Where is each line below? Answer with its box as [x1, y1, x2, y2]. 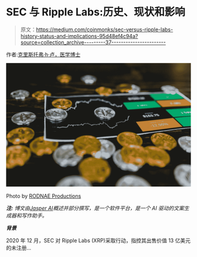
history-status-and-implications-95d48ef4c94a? [20, 32, 138, 39]
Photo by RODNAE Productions [6, 192, 81, 199]
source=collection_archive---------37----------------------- [20, 39, 166, 46]
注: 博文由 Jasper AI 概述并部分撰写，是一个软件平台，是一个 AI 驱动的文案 [6, 204, 185, 212]
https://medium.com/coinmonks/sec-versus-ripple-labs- [36, 26, 174, 33]
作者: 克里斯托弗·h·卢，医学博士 [6, 51, 81, 58]
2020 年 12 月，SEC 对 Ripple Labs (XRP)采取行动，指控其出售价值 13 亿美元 [6, 236, 191, 244]
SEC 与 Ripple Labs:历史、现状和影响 [6, 5, 186, 19]
